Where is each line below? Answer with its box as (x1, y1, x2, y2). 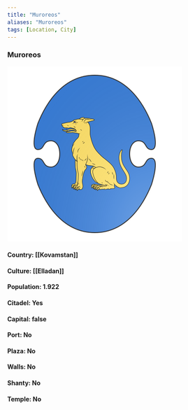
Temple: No (7, 395, 42, 403)
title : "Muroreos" (7, 11, 61, 18)
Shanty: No (7, 379, 41, 388)
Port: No (7, 331, 32, 339)
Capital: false (7, 315, 47, 323)
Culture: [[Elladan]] (7, 267, 64, 275)
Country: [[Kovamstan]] (7, 250, 78, 259)
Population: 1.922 (7, 283, 59, 291)
